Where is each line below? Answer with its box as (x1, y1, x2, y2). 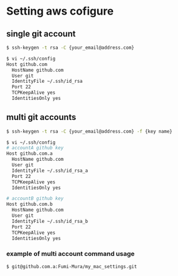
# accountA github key (6, 145, 64, 151)
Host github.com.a (6, 150, 53, 157)
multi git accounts (6, 112, 77, 122)
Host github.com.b (6, 201, 53, 208)
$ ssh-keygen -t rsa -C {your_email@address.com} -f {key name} (6, 128, 173, 135)
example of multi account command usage (6, 250, 135, 258)
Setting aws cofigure (6, 4, 114, 18)
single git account (6, 29, 76, 39)
